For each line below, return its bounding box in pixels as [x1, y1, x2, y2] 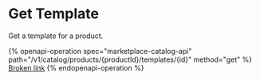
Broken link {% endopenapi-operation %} [8, 63, 144, 72]
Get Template [8, 5, 100, 23]
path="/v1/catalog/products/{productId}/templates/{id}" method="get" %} [8, 55, 253, 64]
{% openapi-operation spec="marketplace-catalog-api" [8, 46, 192, 55]
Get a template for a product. [8, 31, 104, 40]
